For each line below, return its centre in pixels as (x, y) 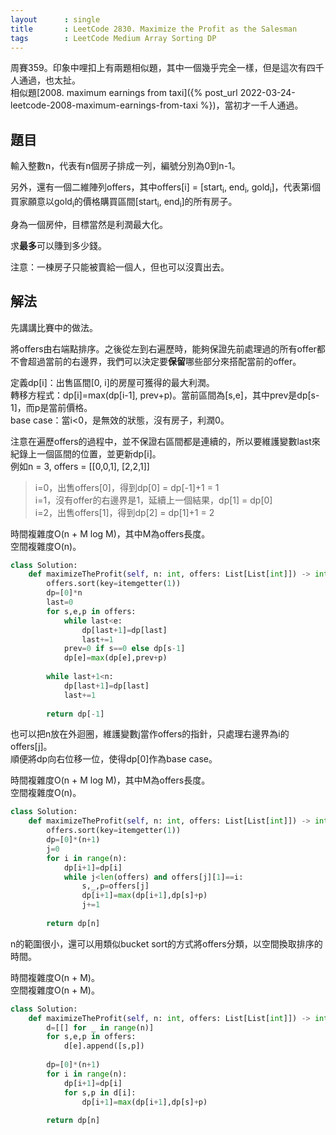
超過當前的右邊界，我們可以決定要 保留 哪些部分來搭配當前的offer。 (164, 361)
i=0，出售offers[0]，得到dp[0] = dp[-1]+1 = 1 (127, 487)
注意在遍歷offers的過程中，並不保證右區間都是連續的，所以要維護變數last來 (165, 441)
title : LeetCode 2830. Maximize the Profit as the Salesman (154, 29)
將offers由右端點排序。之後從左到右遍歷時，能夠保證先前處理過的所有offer (163, 348)
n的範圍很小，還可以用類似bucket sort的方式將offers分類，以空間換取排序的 (166, 943)
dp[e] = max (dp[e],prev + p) (115, 658)
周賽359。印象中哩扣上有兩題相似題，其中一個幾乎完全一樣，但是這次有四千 (167, 68)
